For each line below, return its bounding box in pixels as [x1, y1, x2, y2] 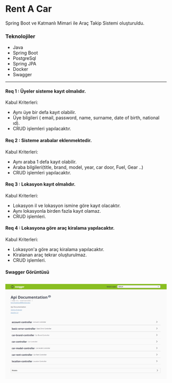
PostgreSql [12, 55, 36, 61]
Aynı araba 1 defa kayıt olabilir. [12, 159, 77, 165]
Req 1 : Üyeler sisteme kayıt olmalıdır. [5, 88, 86, 94]
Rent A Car [5, 3, 52, 15]
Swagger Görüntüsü [5, 269, 50, 275]
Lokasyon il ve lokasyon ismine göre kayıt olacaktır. [12, 202, 121, 209]
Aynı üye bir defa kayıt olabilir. [12, 109, 76, 116]
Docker [12, 66, 29, 72]
